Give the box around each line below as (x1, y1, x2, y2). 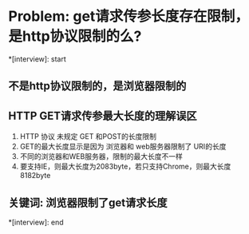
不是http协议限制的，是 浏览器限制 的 (8, 79, 187, 93)
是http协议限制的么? (8, 27, 142, 46)
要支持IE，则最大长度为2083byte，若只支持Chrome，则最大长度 (19, 161, 231, 172)
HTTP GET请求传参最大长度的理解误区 (8, 109, 197, 122)
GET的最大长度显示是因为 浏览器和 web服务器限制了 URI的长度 (19, 141, 227, 152)
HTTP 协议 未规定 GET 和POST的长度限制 (19, 132, 157, 141)
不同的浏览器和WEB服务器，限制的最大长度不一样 (19, 152, 184, 161)
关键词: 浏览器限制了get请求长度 (8, 196, 168, 209)
